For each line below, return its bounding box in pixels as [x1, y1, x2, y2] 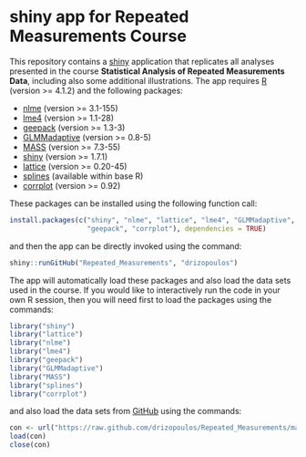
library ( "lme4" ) [9, 347, 71, 357]
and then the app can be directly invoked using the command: [9, 240, 242, 252]
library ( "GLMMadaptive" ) [9, 363, 104, 373]
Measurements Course [9, 26, 187, 47]
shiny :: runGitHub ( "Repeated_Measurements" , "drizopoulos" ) [9, 258, 239, 267]
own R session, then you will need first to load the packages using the [9, 294, 272, 305]
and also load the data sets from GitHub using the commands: [9, 406, 242, 417]
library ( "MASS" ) [9, 372, 71, 381]
